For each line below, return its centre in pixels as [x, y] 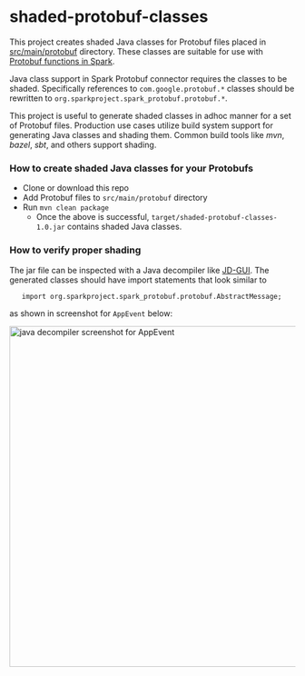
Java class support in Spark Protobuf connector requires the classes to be [148, 78]
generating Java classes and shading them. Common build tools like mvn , [147, 134]
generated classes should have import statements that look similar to [138, 280]
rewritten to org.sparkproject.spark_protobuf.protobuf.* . [119, 98]
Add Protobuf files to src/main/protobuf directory [115, 198]
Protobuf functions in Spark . [62, 61]
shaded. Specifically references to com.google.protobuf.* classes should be [152, 88]
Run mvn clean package [65, 207]
